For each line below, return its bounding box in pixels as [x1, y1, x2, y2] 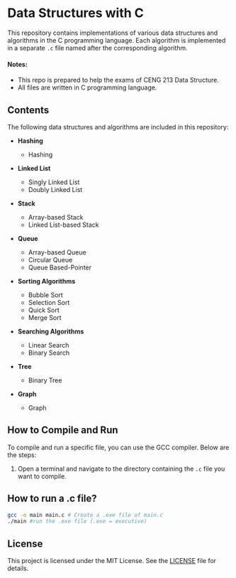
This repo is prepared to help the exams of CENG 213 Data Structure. [17, 76, 220, 85]
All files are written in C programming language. [17, 83, 157, 92]
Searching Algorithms [17, 327, 84, 336]
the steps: [7, 450, 37, 459]
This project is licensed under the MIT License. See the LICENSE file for [7, 557, 217, 565]
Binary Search [28, 348, 70, 357]
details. [7, 564, 29, 573]
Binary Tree [28, 375, 62, 385]
